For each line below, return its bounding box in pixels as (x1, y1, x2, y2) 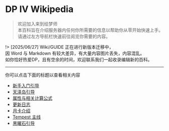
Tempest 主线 (12, 114, 41, 120)
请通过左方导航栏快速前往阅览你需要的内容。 (17, 33, 111, 39)
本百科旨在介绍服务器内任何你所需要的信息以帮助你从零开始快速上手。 (17, 27, 163, 33)
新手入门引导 (12, 82, 39, 88)
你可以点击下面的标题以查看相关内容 (5, 72, 80, 78)
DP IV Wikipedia (5, 4, 74, 15)
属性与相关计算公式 (12, 95, 53, 101)
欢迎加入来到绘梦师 (17, 21, 58, 27)
